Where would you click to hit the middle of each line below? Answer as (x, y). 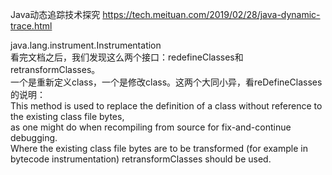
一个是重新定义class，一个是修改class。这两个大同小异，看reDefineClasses (166, 82)
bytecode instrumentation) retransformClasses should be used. (141, 159)
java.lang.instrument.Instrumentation (86, 45)
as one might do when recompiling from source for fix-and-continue (151, 127)
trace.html (31, 26)
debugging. (34, 137)
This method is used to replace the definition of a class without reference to (166, 106)
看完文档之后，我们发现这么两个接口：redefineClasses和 (127, 57)
